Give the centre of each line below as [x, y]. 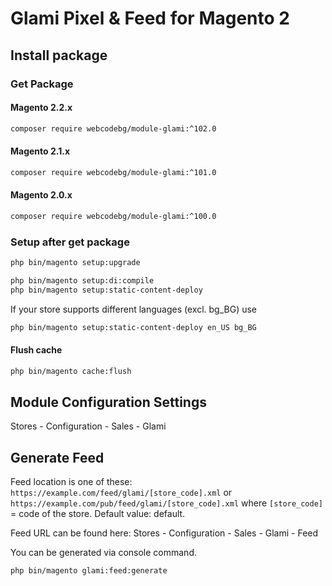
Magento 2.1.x [40, 151]
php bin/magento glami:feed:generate [89, 571]
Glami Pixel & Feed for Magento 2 [150, 18]
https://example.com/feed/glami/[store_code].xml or [121, 493]
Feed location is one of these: [71, 482]
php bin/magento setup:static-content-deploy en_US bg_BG [133, 327]
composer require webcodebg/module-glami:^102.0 [113, 128]
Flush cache [36, 350]
